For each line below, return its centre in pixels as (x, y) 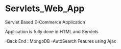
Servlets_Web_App (45, 9)
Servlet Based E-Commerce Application (45, 22)
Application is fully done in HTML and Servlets (52, 31)
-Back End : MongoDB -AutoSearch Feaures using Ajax (60, 41)
